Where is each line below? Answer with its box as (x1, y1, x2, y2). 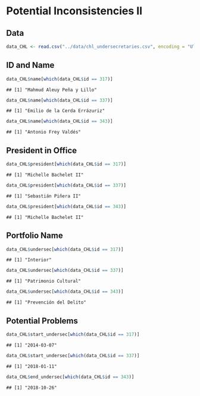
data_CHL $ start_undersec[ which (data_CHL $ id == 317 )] (6, 332, 140, 338)
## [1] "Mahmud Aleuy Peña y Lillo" (6, 86, 97, 93)
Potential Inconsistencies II (6, 4, 143, 18)
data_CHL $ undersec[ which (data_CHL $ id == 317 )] (6, 246, 124, 252)
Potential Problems (6, 315, 79, 326)
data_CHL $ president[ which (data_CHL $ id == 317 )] (6, 161, 127, 168)
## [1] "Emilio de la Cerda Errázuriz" (6, 108, 105, 114)
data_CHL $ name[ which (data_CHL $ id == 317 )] (6, 76, 113, 82)
